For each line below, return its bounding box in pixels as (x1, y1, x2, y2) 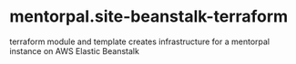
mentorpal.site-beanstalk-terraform (9, 6, 289, 27)
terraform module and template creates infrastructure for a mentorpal (9, 36, 270, 47)
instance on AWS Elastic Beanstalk (9, 45, 139, 56)
